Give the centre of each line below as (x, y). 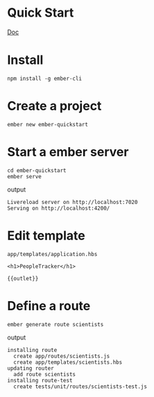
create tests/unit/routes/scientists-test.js (80, 387)
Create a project (54, 106)
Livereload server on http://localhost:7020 (72, 202)
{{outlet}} (23, 278)
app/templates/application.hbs (52, 254)
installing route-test (40, 380)
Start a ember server (68, 152)
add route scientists (45, 374)
